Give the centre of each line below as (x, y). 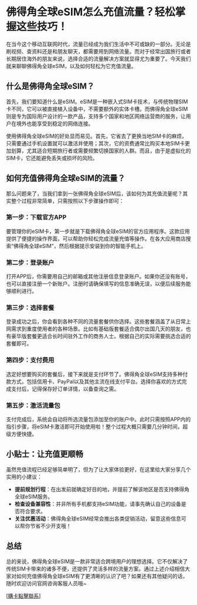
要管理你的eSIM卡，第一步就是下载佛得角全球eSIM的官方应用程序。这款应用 (98, 231)
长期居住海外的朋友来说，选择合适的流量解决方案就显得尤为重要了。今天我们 (98, 59)
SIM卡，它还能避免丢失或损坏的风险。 (52, 158)
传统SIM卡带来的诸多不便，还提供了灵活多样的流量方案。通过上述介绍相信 (96, 569)
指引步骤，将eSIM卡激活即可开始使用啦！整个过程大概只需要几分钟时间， (94, 427)
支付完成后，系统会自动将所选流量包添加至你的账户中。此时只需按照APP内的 (98, 419)
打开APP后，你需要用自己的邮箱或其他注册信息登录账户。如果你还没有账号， (98, 277)
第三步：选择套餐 (30, 308)
